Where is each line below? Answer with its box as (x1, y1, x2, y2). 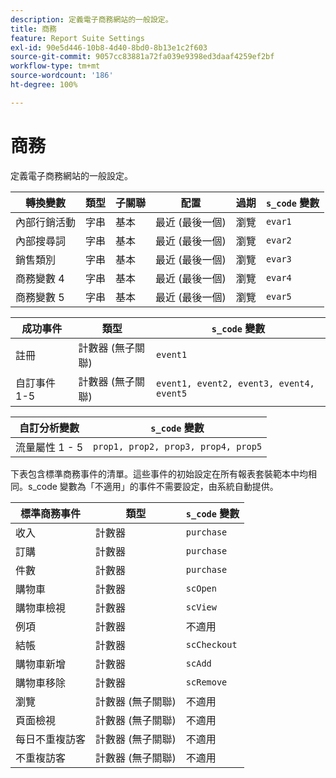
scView (185, 601, 217, 613)
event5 (156, 387, 188, 399)
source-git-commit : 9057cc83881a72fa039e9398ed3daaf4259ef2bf (10, 52, 275, 62)
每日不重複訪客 (15, 732, 87, 746)
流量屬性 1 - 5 (15, 440, 84, 454)
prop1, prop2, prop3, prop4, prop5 (93, 441, 263, 452)
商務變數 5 (15, 290, 65, 304)
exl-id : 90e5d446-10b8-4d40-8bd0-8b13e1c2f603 (10, 42, 208, 53)
